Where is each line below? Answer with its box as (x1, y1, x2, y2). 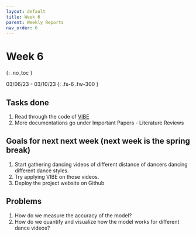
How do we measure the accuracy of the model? (14, 211, 132, 219)
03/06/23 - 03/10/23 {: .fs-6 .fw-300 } (6, 81, 99, 88)
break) (6, 145, 31, 155)
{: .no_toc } (6, 70, 33, 77)
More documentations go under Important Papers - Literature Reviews (14, 119, 184, 126)
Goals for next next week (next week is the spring (6, 136, 190, 146)
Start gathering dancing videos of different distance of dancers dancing (14, 161, 188, 168)
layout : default (6, 8, 46, 15)
